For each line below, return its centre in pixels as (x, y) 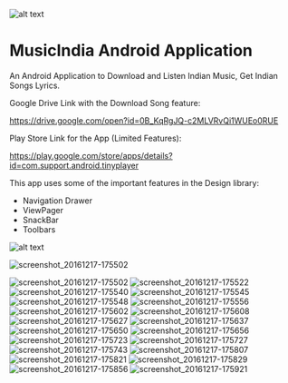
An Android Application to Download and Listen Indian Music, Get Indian (144, 75)
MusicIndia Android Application (131, 51)
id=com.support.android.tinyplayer (74, 165)
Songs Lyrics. (35, 85)
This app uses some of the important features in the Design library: (134, 182)
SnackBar (40, 220)
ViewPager (43, 210)
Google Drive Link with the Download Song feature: (105, 103)
